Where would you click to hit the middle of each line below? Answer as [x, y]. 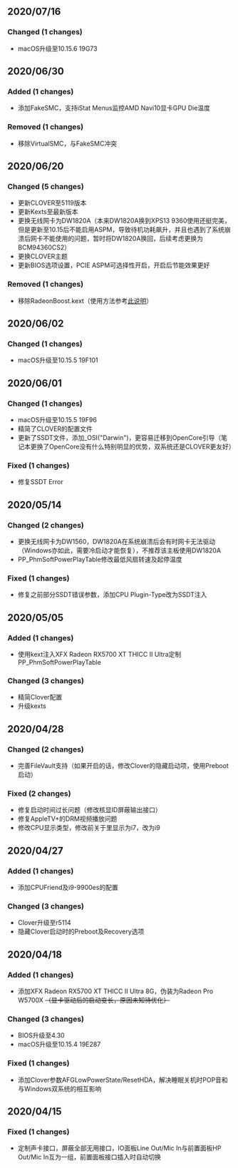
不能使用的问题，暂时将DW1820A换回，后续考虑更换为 [123, 239]
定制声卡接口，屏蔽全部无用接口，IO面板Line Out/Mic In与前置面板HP [119, 1148]
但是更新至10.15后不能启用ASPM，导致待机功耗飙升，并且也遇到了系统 [121, 230]
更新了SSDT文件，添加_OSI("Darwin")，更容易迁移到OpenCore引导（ [119, 438]
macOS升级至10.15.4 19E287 [59, 1045]
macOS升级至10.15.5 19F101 [58, 360]
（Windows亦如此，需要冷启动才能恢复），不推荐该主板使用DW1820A [119, 550]
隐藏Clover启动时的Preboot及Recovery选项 [81, 932]
